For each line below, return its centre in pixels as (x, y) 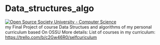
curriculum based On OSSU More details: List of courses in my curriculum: (80, 32)
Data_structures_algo (50, 8)
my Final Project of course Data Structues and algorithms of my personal (79, 27)
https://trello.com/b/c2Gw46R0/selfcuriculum (51, 37)
